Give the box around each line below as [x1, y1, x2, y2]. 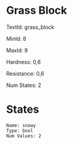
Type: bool [6, 127, 34, 134]
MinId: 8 [6, 35, 27, 42]
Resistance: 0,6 [6, 70, 44, 77]
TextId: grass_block [6, 23, 54, 31]
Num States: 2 [6, 82, 42, 89]
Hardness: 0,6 [6, 58, 41, 65]
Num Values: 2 [6, 133, 42, 139]
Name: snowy [6, 122, 36, 128]
